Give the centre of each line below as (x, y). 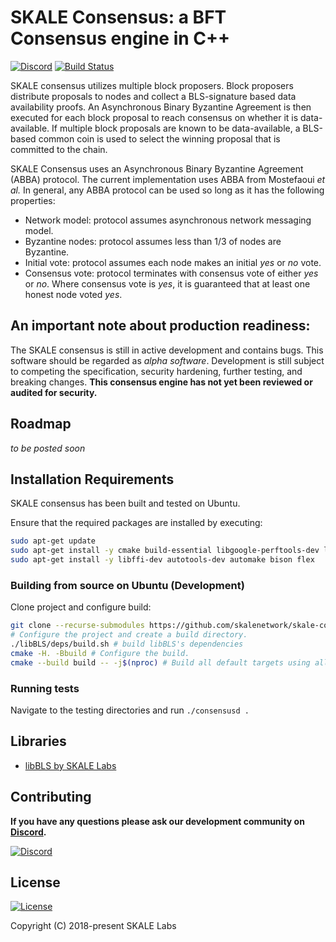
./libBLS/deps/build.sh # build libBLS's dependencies (127, 644)
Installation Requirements (92, 479)
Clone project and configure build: (81, 607)
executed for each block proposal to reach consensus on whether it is (154, 117)
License (35, 882)
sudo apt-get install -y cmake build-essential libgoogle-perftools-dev (165, 551)
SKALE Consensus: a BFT (118, 17)
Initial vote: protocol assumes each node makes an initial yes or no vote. (173, 262)
